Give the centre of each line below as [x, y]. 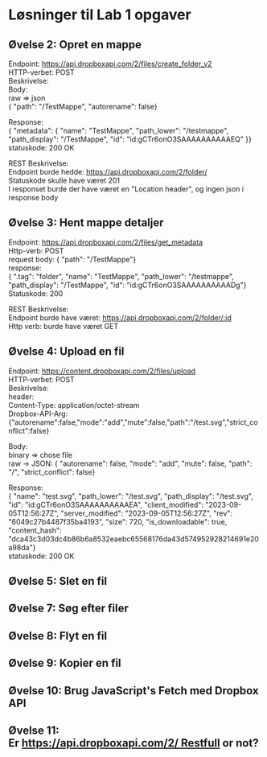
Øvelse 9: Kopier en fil [65, 663]
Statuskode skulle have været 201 [64, 180]
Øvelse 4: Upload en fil [66, 352]
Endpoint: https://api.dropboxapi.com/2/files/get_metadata [106, 242]
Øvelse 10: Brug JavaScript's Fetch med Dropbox [133, 691]
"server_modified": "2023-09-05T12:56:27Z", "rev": [147, 513]
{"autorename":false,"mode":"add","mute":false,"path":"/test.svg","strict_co [133, 422]
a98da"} [22, 547]
